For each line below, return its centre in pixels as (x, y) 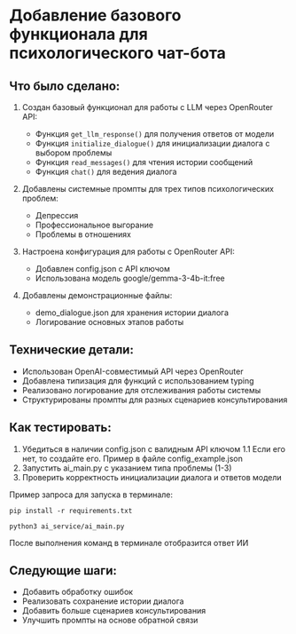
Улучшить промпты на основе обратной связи (110, 620)
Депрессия (57, 215)
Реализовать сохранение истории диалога (103, 601)
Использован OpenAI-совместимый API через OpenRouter (132, 371)
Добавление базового (95, 16)
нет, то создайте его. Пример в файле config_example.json (132, 458)
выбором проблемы (74, 153)
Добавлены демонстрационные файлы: (97, 295)
